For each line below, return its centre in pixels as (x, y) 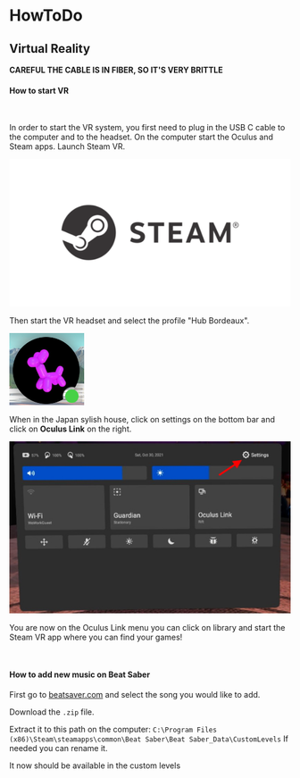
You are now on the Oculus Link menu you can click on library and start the (147, 627)
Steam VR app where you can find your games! (96, 637)
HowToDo (46, 16)
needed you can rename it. (58, 749)
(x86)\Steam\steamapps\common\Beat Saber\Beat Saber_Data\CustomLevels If (149, 739)
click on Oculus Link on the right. (71, 429)
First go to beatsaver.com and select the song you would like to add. (135, 695)
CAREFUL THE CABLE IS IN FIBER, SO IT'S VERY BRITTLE (116, 70)
